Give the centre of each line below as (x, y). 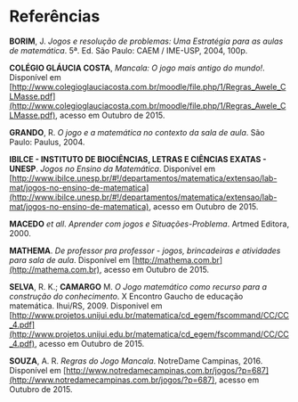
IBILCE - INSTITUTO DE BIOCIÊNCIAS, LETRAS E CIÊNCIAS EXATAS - (138, 159)
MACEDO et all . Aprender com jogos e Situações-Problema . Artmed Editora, (149, 224)
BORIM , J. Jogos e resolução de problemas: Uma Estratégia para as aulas (146, 41)
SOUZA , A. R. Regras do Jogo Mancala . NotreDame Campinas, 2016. (136, 361)
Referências (55, 16)
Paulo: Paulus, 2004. (47, 142)
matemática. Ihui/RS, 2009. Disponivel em (86, 306)
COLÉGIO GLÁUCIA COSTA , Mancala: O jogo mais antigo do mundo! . (137, 68)
